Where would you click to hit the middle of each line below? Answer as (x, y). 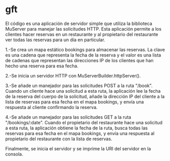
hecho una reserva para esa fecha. (42, 66)
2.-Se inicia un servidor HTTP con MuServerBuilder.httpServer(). (73, 75)
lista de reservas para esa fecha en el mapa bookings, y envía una (75, 102)
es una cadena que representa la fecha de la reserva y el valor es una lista (83, 55)
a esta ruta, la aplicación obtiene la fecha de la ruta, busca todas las (77, 128)
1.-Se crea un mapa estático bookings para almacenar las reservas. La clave (85, 49)
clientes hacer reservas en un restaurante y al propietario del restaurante (82, 34)
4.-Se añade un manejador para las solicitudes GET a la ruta (68, 117)
